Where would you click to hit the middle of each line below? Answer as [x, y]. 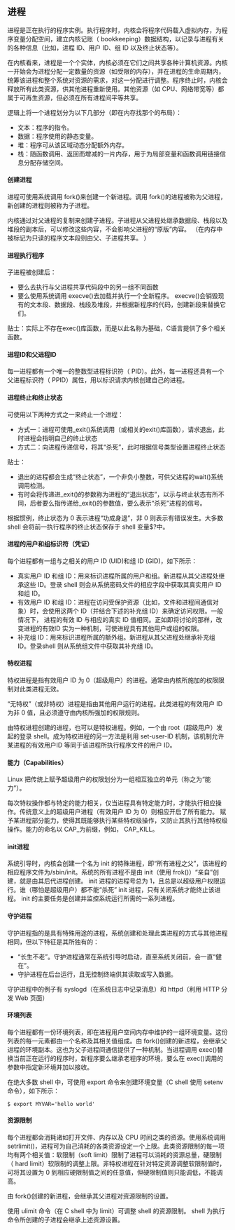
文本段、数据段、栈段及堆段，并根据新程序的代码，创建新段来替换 [125, 305]
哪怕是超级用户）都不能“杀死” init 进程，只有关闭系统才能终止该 [123, 890]
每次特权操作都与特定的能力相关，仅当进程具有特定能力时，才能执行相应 [111, 803]
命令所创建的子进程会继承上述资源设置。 [65, 1220]
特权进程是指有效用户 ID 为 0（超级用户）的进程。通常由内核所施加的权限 [113, 680]
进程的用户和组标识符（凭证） [50, 544]
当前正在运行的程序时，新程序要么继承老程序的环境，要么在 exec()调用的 [118, 1058]
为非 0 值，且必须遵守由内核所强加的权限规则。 [75, 712]
